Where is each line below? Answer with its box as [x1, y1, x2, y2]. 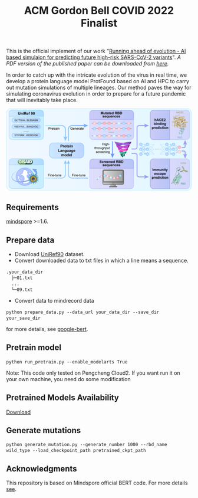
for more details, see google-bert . [6, 326, 88, 333]
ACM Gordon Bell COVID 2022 [24, 4, 174, 18]
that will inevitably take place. [6, 96, 78, 103]
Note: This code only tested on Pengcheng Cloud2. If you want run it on [6, 369, 181, 376]
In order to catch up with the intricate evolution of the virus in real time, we [6, 71, 187, 78]
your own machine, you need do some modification [6, 375, 131, 382]
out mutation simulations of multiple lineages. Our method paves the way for [6, 84, 192, 91]
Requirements [6, 202, 59, 212]
